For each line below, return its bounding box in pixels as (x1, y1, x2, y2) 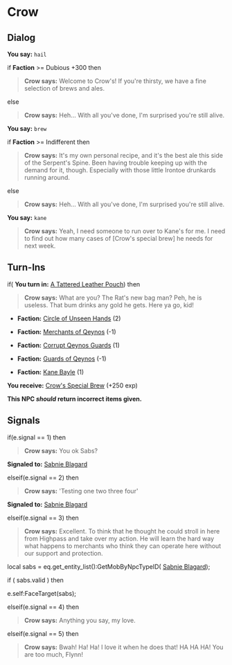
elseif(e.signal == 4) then (7, 603, 80, 611)
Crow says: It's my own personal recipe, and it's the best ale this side (24, 152, 224, 159)
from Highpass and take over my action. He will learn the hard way (24, 534, 215, 543)
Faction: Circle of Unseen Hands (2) (17, 314, 121, 322)
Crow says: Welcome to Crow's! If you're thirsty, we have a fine (24, 77, 206, 85)
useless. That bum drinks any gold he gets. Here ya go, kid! (24, 300, 194, 309)
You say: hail (7, 50, 47, 58)
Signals (7, 415, 40, 426)
